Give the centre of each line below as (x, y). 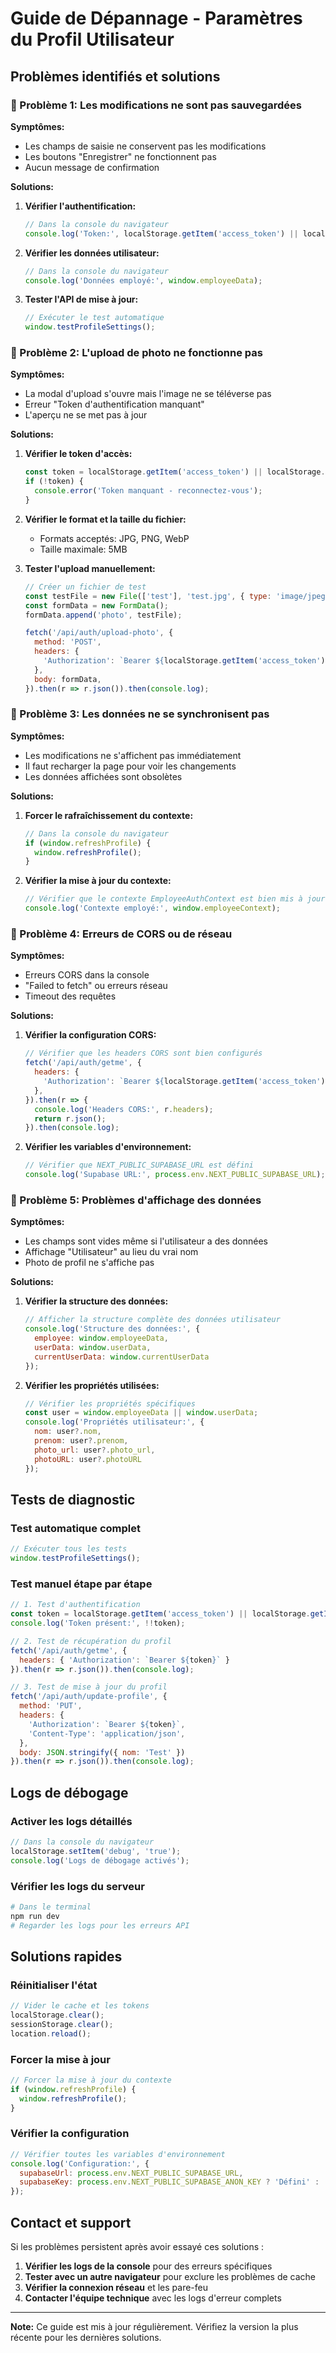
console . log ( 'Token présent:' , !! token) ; (98, 1623)
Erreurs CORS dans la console (87, 975)
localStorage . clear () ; (57, 2015)
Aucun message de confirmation (92, 167)
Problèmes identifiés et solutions (115, 76)
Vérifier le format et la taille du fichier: (105, 519)
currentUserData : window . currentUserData (122, 1357)
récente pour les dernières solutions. (86, 2337)
